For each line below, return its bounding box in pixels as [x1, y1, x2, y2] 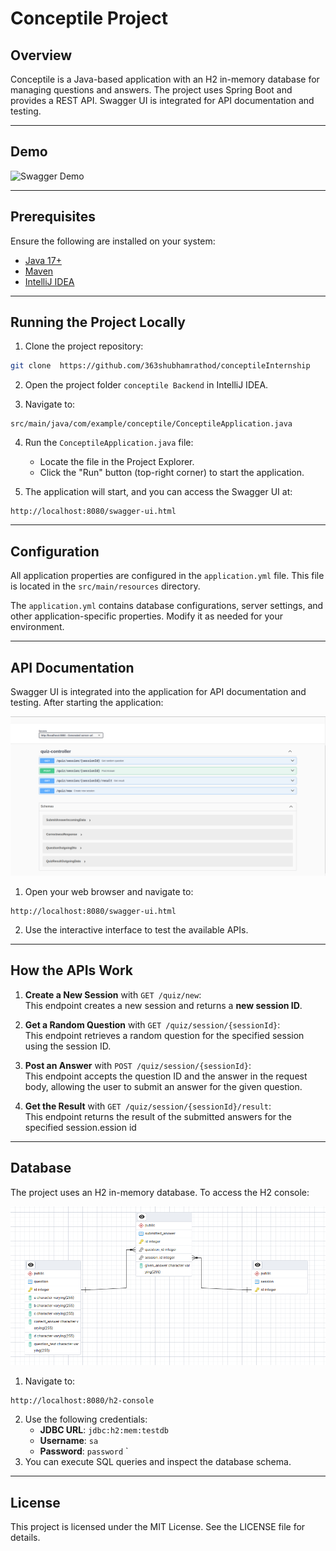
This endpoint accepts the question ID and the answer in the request [24, 1070, 308, 1082]
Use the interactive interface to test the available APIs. [24, 923, 249, 936]
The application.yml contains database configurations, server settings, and [10, 600, 324, 612]
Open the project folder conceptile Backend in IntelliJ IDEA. [24, 379, 269, 391]
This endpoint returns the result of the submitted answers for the [24, 1110, 293, 1122]
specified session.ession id [24, 1121, 137, 1133]
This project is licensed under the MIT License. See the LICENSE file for [10, 1521, 306, 1533]
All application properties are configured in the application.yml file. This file [10, 570, 325, 582]
